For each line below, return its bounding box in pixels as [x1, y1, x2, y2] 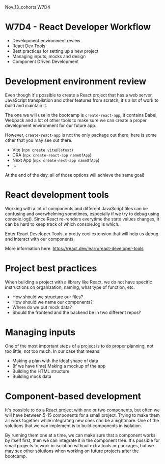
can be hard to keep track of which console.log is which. [5, 221, 120, 227]
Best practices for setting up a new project [12, 48, 99, 54]
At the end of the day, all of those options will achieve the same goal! [5, 172, 145, 178]
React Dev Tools [12, 43, 46, 49]
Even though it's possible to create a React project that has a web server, [5, 92, 153, 98]
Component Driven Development [12, 59, 79, 64]
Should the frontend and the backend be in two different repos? [12, 309, 141, 315]
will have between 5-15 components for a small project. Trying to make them [5, 412, 160, 418]
